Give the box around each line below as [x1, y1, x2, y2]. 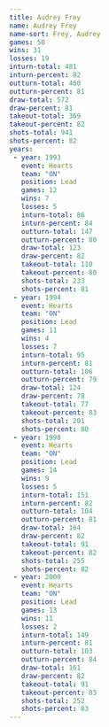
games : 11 [20, 326, 58, 335]
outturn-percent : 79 [20, 375, 97, 384]
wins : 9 [20, 474, 50, 483]
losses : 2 [20, 622, 58, 631]
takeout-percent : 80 [20, 268, 97, 277]
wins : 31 [9, 46, 42, 55]
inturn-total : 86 [20, 210, 86, 220]
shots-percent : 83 [20, 705, 90, 714]
